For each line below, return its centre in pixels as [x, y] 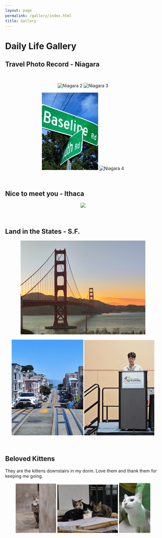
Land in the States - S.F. [43, 231]
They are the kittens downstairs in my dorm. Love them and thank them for [81, 471]
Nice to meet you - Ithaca [45, 193]
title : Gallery [21, 21]
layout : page [19, 10]
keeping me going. [24, 476]
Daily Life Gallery [41, 46]
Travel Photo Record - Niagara [52, 64]
